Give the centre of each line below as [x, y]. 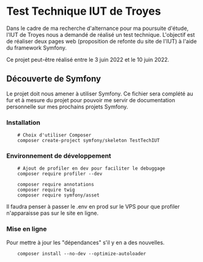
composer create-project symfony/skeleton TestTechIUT [89, 141]
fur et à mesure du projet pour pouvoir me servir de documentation [91, 100]
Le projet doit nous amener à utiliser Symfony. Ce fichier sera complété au [100, 94]
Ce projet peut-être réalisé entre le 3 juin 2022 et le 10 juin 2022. [88, 59]
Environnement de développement [59, 155]
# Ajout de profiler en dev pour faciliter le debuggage [91, 169]
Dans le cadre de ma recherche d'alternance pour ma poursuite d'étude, [98, 28]
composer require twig [46, 190]
